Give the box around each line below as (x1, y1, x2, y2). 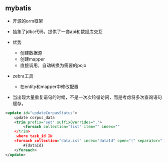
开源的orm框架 (12, 17, 43, 24)
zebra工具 (12, 72, 34, 79)
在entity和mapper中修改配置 (20, 83, 79, 89)
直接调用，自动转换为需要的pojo (20, 62, 87, 68)
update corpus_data (14, 115, 55, 120)
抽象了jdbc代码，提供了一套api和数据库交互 (12, 28, 103, 34)
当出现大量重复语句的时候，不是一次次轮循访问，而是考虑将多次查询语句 (12, 94, 162, 100)
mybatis (5, 4, 32, 12)
